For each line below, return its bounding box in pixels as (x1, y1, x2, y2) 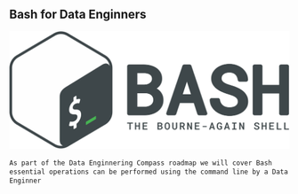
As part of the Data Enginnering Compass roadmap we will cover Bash (9, 159, 273, 167)
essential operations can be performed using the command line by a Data (9, 167, 289, 176)
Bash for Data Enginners (9, 7, 147, 22)
